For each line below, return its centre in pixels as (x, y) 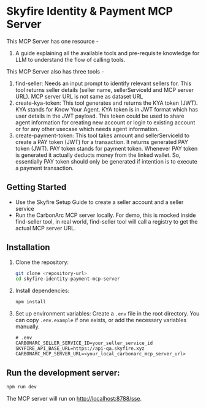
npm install (30, 302)
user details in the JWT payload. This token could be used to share (100, 116)
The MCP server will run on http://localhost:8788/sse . (74, 398)
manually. (27, 327)
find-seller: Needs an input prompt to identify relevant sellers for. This (103, 83)
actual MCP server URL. (45, 228)
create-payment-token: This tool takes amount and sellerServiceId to (102, 135)
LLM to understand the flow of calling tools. (70, 59)
